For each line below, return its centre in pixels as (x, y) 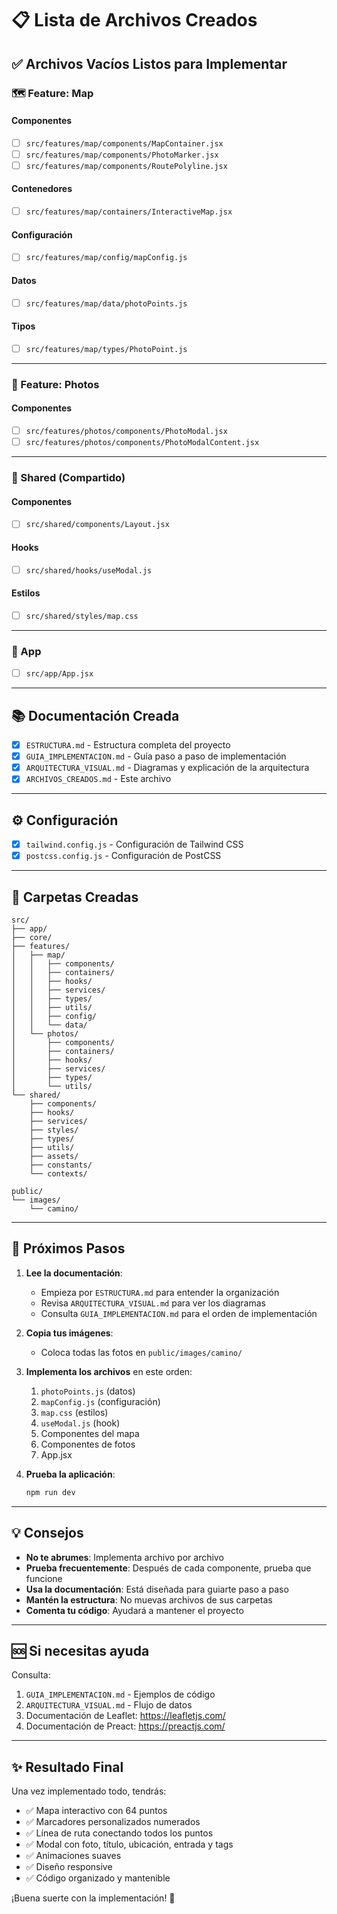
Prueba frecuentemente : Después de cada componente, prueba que (168, 1568)
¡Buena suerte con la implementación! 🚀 (93, 1898)
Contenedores (42, 189)
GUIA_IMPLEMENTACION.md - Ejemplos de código (120, 1694)
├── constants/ (61, 1165)
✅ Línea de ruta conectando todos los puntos (119, 1833)
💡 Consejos (47, 1533)
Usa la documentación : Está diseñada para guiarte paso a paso (157, 1589)
